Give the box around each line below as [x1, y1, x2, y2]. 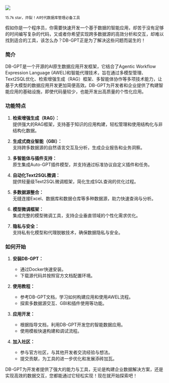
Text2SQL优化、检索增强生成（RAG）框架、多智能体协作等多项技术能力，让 [5, 76, 162, 82]
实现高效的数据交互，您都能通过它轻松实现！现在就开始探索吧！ [5, 372, 137, 378]
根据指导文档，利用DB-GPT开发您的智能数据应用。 [20, 322, 126, 328]
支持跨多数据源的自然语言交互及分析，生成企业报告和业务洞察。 [12, 144, 145, 150]
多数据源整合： [12, 189, 44, 195]
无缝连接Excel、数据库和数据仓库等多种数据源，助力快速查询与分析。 [12, 195, 156, 201]
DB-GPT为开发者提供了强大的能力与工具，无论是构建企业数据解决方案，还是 [5, 366, 163, 372]
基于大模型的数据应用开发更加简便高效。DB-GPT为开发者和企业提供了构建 [5, 83, 159, 89]
